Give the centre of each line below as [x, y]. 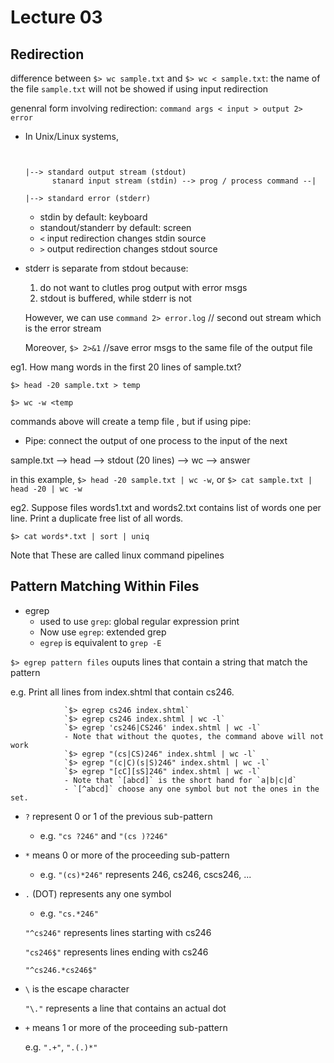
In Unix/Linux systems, [71, 136]
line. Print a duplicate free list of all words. [97, 518]
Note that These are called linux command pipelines [117, 555]
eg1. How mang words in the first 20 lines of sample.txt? [126, 367]
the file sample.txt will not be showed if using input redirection [139, 89]
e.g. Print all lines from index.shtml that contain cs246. [122, 692]
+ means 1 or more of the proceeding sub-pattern [126, 1027]
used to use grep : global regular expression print [139, 621]
